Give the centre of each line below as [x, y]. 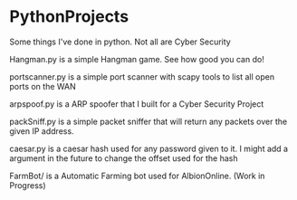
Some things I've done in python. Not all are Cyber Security [120, 42]
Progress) [28, 185]
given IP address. [42, 131]
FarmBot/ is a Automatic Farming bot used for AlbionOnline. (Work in [137, 176]
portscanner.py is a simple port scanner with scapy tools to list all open [142, 76]
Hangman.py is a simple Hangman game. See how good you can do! [137, 59]
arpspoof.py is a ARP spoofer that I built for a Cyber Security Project [137, 104]
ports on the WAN [43, 86]
